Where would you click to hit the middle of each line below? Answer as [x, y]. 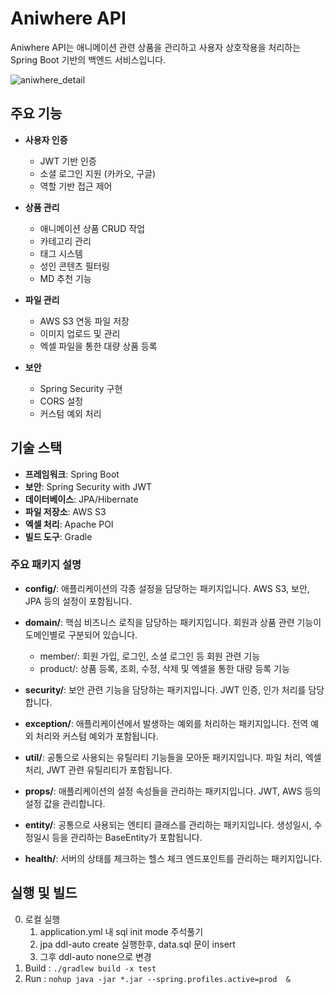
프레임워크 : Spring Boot [72, 474]
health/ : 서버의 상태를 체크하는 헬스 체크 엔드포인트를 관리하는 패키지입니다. [173, 858]
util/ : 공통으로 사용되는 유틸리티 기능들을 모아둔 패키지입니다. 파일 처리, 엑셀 [173, 757]
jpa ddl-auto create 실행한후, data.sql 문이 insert [137, 944]
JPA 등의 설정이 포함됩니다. [78, 601]
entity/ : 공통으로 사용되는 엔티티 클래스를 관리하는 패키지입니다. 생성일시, [168, 824]
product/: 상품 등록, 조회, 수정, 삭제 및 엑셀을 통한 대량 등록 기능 [164, 668]
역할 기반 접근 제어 [76, 186]
